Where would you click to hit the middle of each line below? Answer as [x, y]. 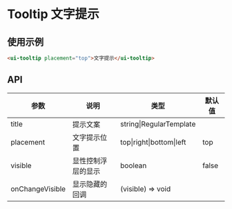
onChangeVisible [38, 189]
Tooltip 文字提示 [53, 14]
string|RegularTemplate [158, 124]
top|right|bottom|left [153, 142]
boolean [134, 165]
